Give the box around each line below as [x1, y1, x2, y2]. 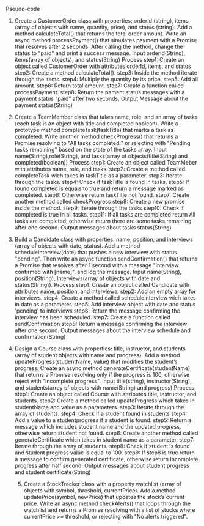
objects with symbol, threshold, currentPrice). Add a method [23, 487, 176, 494]
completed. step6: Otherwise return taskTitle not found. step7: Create [14, 191, 190, 198]
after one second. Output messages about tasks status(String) [14, 224, 172, 231]
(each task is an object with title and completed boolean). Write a [14, 120, 178, 127]
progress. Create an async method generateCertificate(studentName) [14, 365, 191, 372]
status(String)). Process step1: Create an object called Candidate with [14, 281, 190, 288]
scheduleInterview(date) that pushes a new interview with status [14, 249, 178, 256]
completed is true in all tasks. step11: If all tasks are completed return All [14, 211, 196, 218]
